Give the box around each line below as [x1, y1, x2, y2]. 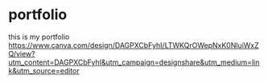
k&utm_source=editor [8, 65, 80, 75]
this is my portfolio [8, 32, 70, 41]
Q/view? [8, 49, 35, 58]
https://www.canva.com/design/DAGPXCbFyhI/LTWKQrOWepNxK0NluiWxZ [8, 40, 259, 49]
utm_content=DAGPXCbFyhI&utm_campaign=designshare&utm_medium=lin [8, 57, 260, 67]
